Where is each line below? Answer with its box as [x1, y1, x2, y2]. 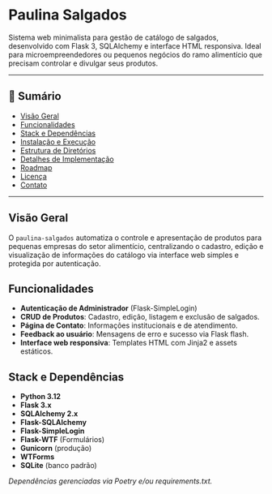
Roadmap [19, 162, 53, 172]
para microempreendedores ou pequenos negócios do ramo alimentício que [8, 49, 263, 59]
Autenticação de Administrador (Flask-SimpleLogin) [19, 303, 198, 313]
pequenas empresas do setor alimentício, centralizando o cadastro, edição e [8, 241, 264, 251]
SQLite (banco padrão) [19, 461, 97, 470]
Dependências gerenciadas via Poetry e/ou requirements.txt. [8, 476, 213, 486]
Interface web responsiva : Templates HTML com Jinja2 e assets [19, 338, 237, 348]
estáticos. [19, 346, 53, 356]
